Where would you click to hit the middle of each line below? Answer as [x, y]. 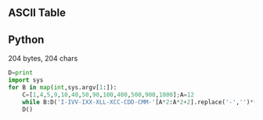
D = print [21, 73]
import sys [26, 80]
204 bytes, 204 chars [43, 59]
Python [26, 40]
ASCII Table [37, 13]
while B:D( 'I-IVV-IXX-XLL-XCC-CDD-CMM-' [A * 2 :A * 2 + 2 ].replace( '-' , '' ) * [138, 102]
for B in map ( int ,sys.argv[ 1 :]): [63, 87]
